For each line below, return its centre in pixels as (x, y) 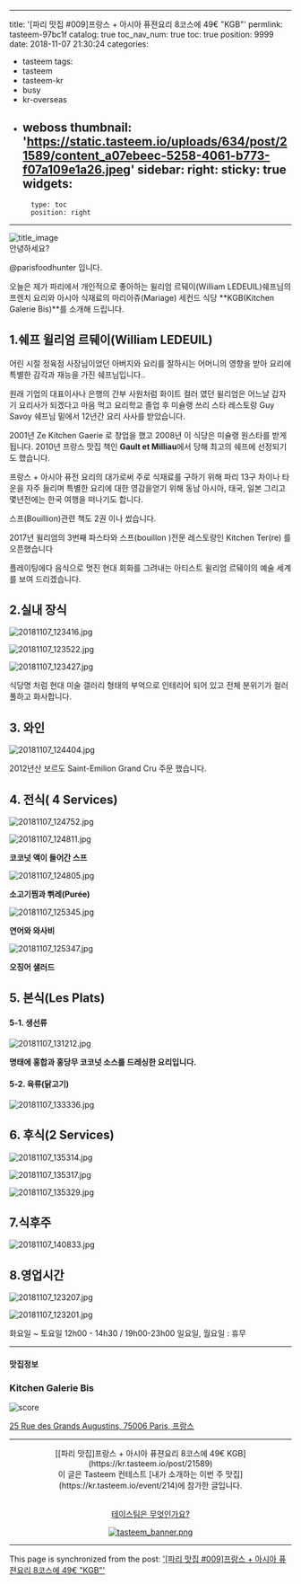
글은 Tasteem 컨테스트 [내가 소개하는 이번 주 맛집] (155, 1474)
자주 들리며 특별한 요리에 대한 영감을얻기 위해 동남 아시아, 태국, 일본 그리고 (156, 488)
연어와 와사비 (32, 931)
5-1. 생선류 (28, 1023)
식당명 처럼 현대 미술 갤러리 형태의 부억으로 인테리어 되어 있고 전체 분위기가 (141, 686)
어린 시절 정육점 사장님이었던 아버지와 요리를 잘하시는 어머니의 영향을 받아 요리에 (150, 363)
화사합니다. (52, 696)
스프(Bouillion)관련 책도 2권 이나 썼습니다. (83, 518)
